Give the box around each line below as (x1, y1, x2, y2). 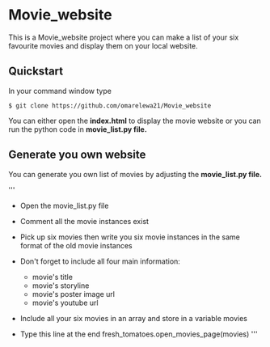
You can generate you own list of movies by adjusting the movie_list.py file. (8, 169, 263, 179)
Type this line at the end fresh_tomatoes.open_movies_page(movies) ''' (19, 329, 258, 339)
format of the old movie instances (19, 240, 133, 250)
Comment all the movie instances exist (19, 216, 150, 226)
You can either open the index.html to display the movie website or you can (8, 116, 261, 125)
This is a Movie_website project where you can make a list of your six (8, 32, 239, 42)
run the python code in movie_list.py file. (8, 124, 147, 134)
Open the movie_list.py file (19, 201, 109, 210)
